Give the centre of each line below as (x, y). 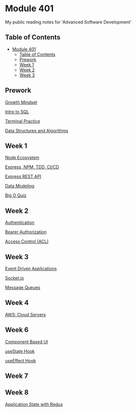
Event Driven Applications (31, 268)
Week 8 (17, 393)
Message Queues (23, 288)
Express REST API (23, 177)
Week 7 (17, 376)
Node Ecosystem (22, 158)
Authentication (20, 223)
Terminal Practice (23, 121)
